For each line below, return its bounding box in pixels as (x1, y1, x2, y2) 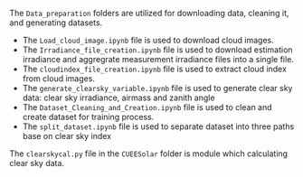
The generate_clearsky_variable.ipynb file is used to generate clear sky (22, 83, 293, 93)
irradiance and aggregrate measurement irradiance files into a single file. (22, 54, 294, 64)
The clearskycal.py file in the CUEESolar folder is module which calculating (9, 148, 288, 159)
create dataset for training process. (22, 112, 155, 122)
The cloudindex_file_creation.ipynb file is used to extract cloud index (22, 63, 288, 74)
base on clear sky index (22, 131, 111, 141)
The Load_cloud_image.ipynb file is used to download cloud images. (22, 35, 274, 45)
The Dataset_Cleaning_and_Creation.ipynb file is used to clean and (22, 102, 273, 112)
